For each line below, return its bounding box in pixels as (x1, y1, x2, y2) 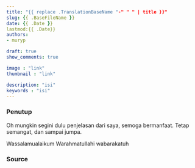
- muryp (6, 37, 26, 43)
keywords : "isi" (6, 87, 51, 93)
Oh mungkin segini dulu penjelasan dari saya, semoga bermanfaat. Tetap (6, 122, 190, 129)
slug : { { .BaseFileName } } (6, 15, 75, 21)
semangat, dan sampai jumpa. (6, 128, 82, 135)
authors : (6, 32, 29, 38)
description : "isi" (6, 82, 56, 88)
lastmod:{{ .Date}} (6, 26, 56, 32)
